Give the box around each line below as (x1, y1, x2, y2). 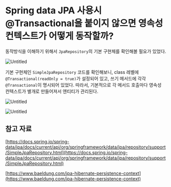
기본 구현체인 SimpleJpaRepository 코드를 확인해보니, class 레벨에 (5, 69, 139, 75)
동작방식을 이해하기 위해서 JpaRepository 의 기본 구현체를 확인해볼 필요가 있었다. (5, 48, 166, 54)
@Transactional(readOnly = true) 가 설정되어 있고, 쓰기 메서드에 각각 (5, 75, 146, 81)
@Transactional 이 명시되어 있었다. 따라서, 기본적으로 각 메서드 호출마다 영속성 (5, 81, 162, 88)
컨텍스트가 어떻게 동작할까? (5, 30, 114, 42)
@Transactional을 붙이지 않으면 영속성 (5, 17, 163, 29)
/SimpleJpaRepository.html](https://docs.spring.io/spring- (5, 149, 128, 155)
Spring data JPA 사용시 (5, 5, 102, 16)
